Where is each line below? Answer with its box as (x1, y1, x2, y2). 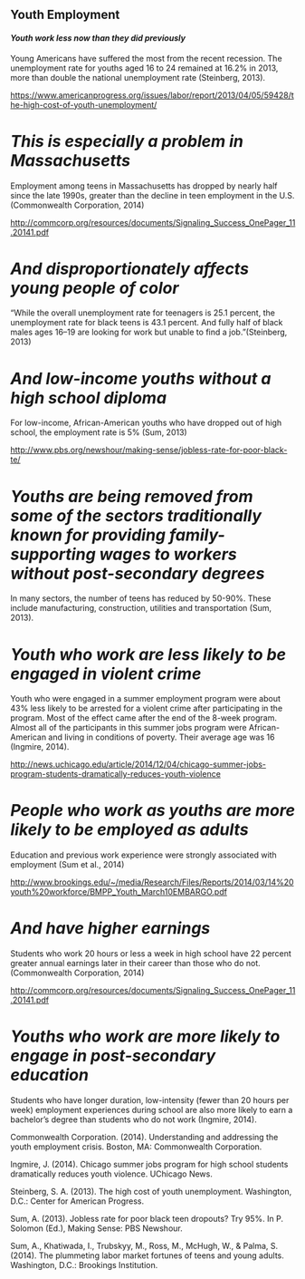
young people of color (10, 277, 179, 298)
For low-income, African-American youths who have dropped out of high (10, 417, 282, 429)
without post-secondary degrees (10, 563, 265, 584)
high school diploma (10, 387, 167, 408)
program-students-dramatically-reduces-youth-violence (10, 769, 221, 780)
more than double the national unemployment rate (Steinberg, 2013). (10, 72, 266, 82)
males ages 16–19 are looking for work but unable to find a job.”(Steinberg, (10, 326, 288, 338)
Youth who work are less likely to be (10, 644, 287, 664)
